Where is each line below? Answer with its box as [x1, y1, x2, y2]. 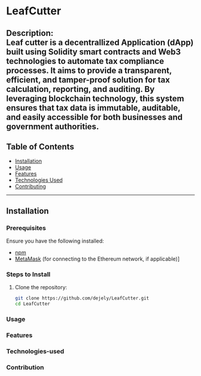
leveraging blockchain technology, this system [6, 93, 184, 103]
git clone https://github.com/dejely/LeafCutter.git [14, 295, 150, 301]
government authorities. [6, 121, 99, 132]
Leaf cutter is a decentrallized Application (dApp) [6, 37, 194, 47]
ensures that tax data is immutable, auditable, [6, 103, 181, 113]
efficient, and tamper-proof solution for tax [6, 75, 170, 85]
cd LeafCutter [14, 301, 50, 307]
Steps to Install [6, 270, 51, 279]
